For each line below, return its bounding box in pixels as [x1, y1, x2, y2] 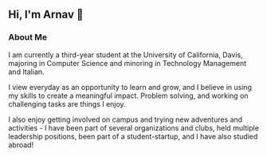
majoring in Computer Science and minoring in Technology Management [8, 58, 247, 68]
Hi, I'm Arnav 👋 [8, 8, 84, 21]
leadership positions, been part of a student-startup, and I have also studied [8, 131, 258, 141]
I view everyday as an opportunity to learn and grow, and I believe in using [8, 82, 253, 92]
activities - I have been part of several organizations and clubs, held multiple [8, 123, 259, 132]
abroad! [8, 140, 34, 150]
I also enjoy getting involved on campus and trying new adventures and [8, 115, 243, 124]
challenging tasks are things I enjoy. [8, 99, 126, 108]
